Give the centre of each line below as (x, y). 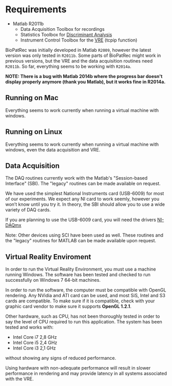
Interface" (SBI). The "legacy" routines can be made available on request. (83, 184)
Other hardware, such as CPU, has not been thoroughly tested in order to (83, 316)
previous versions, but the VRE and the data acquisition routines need (79, 61)
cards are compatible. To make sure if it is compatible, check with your (80, 301)
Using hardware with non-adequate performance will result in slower (78, 368)
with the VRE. (20, 379)
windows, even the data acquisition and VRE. (53, 149)
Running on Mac (32, 98)
